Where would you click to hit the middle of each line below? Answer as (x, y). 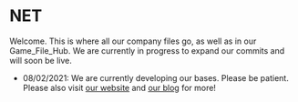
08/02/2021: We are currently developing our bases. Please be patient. (155, 77)
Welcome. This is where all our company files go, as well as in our (133, 41)
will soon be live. (41, 60)
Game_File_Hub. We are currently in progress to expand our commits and (147, 50)
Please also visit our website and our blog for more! (119, 87)
